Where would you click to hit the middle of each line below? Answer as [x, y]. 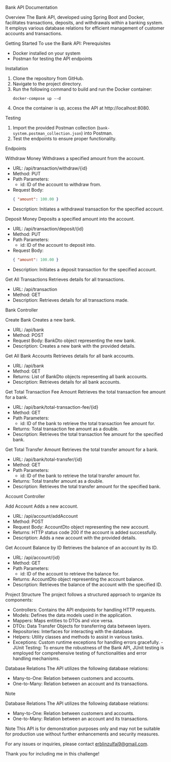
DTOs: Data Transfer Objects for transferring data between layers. [82, 626]
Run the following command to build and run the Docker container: [82, 89]
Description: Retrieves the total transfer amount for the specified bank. [87, 486]
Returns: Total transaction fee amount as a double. [65, 429]
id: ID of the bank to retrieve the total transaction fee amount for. [88, 423]
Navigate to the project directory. [47, 84]
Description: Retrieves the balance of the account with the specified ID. [87, 584]
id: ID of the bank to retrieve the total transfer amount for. [80, 476]
